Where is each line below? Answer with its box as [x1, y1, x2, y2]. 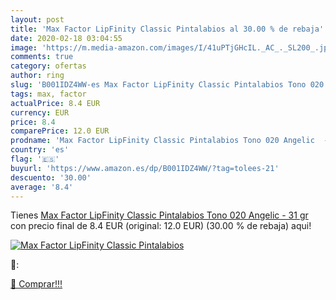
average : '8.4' [10, 182, 74, 192]
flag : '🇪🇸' [10, 154, 60, 164]
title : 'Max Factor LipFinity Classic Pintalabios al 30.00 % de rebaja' [10, 24, 325, 34]
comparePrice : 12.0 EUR [10, 126, 110, 136]
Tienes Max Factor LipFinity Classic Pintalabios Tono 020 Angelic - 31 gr [10, 209, 309, 221]
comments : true [10, 52, 74, 62]
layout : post [10, 14, 65, 25]
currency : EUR [10, 107, 70, 118]
